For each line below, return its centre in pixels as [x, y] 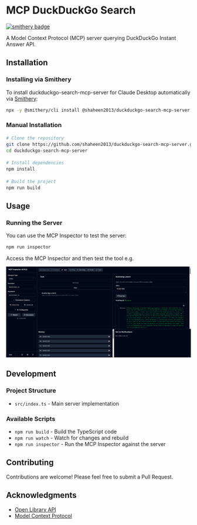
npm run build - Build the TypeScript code [66, 432]
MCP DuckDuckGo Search [71, 10]
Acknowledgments [42, 495]
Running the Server [34, 222]
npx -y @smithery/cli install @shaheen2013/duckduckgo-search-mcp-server [98, 110]
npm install [21, 169]
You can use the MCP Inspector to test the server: [67, 235]
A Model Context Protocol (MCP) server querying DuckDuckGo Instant [91, 38]
